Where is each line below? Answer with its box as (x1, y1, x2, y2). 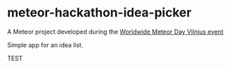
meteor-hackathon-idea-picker (7, 5, 192, 21)
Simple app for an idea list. (7, 41, 83, 49)
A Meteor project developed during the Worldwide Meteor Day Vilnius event (7, 27, 224, 36)
